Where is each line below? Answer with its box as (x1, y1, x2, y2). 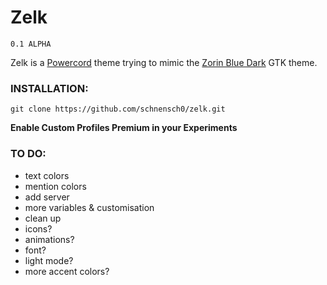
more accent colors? (24, 265, 110, 277)
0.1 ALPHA (10, 39, 52, 49)
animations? (24, 233, 75, 245)
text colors (24, 169, 70, 181)
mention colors (24, 180, 87, 192)
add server (24, 191, 70, 203)
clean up (24, 212, 62, 224)
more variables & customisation (24, 201, 155, 213)
